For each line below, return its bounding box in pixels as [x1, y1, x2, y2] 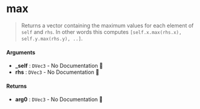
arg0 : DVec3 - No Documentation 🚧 [15, 96, 103, 103]
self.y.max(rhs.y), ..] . [21, 35, 83, 42]
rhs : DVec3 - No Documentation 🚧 [15, 68, 99, 76]
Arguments [6, 48, 36, 56]
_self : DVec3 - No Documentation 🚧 [15, 62, 103, 70]
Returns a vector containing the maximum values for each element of [21, 22, 194, 29]
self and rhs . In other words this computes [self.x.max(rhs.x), [21, 28, 182, 35]
